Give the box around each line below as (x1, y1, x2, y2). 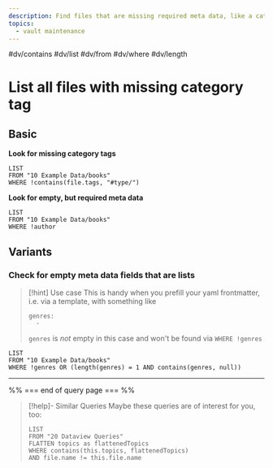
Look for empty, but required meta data (8, 193, 144, 203)
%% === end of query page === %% (8, 385, 136, 395)
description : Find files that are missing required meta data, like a (8, 11, 253, 20)
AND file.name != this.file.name (28, 454, 142, 462)
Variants (8, 245, 53, 258)
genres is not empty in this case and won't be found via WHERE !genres (28, 334, 262, 344)
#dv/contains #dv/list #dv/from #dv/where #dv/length (8, 50, 188, 59)
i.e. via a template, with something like (28, 297, 157, 306)
